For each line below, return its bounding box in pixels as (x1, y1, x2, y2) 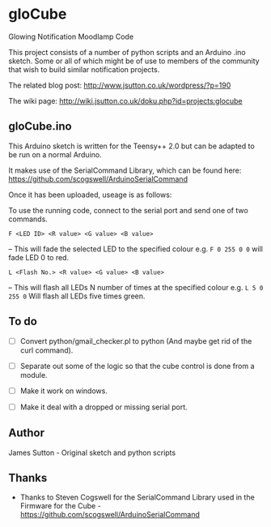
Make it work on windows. (19, 386, 108, 396)
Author (8, 426, 44, 440)
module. (19, 370, 48, 379)
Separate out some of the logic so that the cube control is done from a (19, 361, 255, 371)
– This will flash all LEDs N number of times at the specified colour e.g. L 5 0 (8, 282, 264, 292)
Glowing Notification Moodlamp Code (8, 32, 134, 41)
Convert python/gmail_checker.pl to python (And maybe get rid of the (19, 336, 252, 345)
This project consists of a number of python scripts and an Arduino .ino (8, 47, 246, 57)
